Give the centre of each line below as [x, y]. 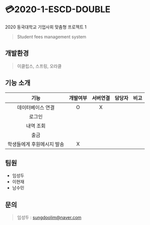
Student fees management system [52, 37]
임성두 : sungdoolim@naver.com [49, 218]
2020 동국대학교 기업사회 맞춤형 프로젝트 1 [46, 27]
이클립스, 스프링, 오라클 [39, 66]
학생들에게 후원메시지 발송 [36, 144]
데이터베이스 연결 [36, 107]
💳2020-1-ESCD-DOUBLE [58, 10]
